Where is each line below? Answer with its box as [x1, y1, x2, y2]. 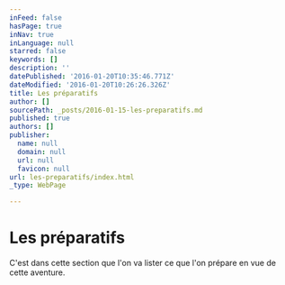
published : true [9, 114, 70, 123]
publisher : [9, 131, 50, 140]
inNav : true [9, 30, 54, 39]
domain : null [17, 147, 67, 156]
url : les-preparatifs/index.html [9, 172, 135, 181]
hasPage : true [9, 22, 63, 31]
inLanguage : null [9, 38, 75, 48]
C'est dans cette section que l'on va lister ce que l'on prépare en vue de [9, 258, 277, 269]
